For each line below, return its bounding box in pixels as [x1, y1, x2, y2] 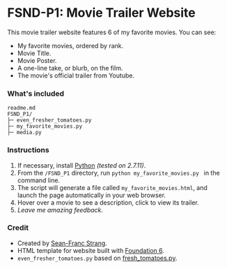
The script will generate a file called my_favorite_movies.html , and [17, 183, 208, 191]
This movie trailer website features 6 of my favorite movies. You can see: [7, 28, 217, 36]
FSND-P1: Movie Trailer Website [7, 5, 196, 21]
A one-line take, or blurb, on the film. [17, 64, 123, 72]
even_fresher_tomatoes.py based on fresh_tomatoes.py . [17, 254, 178, 262]
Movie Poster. [17, 56, 57, 64]
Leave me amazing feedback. [17, 205, 103, 214]
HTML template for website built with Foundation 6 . [17, 246, 165, 254]
